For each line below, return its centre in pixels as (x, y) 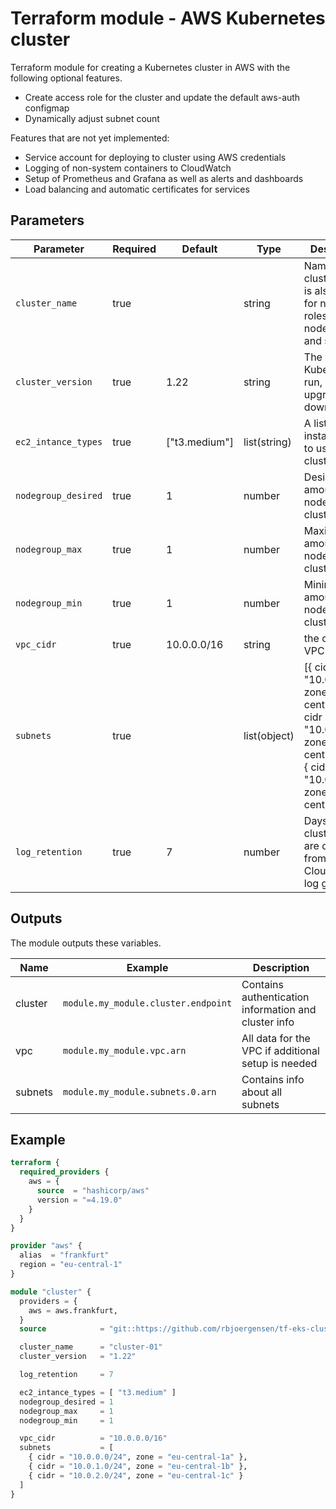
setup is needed (279, 1063)
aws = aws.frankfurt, (73, 1310)
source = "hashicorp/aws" (93, 1191)
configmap (47, 108)
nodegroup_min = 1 (66, 1420)
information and (279, 1009)
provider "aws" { (46, 1246)
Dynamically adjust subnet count (92, 118)
